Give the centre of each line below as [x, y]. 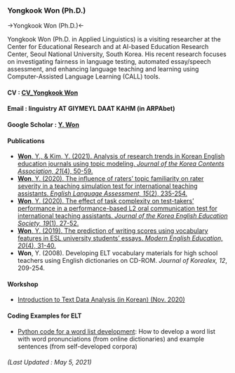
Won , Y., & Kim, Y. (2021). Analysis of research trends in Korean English [121, 156]
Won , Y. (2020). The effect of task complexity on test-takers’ [106, 201]
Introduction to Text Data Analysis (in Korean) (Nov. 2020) [101, 299]
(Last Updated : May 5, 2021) [50, 362]
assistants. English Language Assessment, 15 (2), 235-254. [102, 194]
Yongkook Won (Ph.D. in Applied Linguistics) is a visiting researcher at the [114, 39]
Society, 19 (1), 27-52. [48, 224]
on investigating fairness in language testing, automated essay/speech [109, 62]
